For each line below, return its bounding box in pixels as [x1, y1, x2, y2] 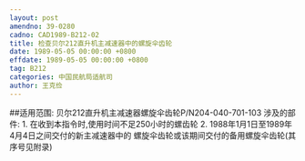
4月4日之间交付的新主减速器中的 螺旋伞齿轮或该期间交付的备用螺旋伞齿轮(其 [9, 129, 297, 141]
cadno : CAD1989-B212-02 [9, 30, 100, 39]
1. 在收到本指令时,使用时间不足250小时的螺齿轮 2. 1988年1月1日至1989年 [21, 118, 293, 129]
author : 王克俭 [9, 81, 63, 90]
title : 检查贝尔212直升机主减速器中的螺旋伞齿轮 [9, 38, 173, 48]
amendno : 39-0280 [9, 22, 76, 31]
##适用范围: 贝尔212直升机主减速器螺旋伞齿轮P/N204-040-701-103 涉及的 [9, 106, 289, 118]
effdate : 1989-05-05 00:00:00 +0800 [9, 55, 148, 65]
